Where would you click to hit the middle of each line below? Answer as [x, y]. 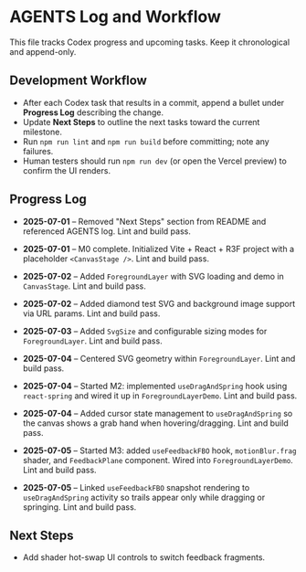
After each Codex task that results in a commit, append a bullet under [153, 102]
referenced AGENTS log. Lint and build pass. [107, 231]
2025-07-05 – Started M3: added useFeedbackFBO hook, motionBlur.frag [159, 450]
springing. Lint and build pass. [79, 507]
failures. [38, 151]
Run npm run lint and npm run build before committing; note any [146, 141]
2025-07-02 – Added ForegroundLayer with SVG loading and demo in [153, 276]
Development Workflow [79, 81]
